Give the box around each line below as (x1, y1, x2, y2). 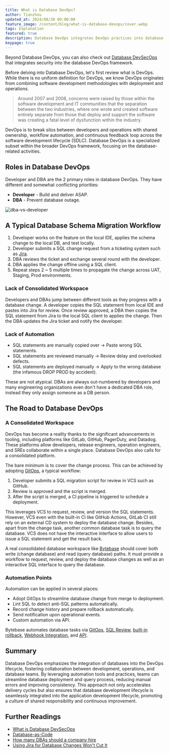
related (5, 148, 20, 154)
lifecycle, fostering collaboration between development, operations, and (5, 665, 155, 672)
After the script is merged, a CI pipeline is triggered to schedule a (12, 493, 149, 499)
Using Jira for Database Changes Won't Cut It (12, 742, 107, 748)
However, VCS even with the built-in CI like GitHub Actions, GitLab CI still (5, 514, 156, 520)
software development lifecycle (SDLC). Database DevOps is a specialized (5, 137, 160, 143)
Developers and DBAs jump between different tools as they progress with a (5, 297, 161, 303)
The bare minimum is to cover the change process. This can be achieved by (5, 462, 163, 468)
